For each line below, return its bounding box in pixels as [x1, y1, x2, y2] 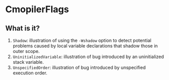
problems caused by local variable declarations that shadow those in [12, 43, 158, 49]
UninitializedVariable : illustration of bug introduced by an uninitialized [12, 54, 164, 60]
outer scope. [12, 48, 40, 54]
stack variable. [12, 59, 44, 65]
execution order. [12, 70, 48, 76]
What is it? [5, 24, 40, 33]
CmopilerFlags [5, 4, 69, 15]
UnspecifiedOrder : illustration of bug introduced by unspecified [12, 65, 146, 70]
